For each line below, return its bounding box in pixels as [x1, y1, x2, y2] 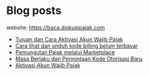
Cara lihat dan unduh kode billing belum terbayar [15, 42, 139, 49]
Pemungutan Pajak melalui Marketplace [15, 48, 115, 55]
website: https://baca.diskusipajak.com [6, 24, 105, 31]
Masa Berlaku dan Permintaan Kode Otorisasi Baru [15, 55, 142, 62]
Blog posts [6, 4, 62, 18]
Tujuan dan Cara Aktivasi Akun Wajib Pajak [15, 35, 123, 43]
